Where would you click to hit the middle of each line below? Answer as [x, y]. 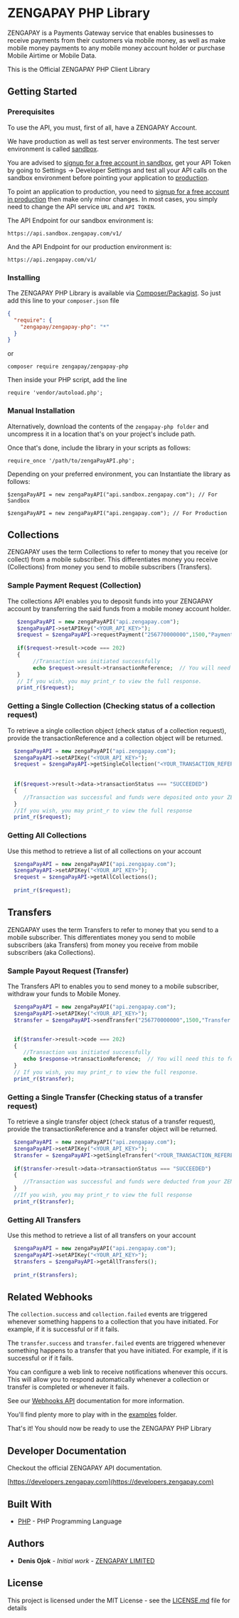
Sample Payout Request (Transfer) [68, 971]
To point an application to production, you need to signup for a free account [118, 191]
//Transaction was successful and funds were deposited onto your [123, 797]
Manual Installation [41, 411]
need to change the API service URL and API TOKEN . [82, 206]
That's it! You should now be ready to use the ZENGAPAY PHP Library [110, 1429]
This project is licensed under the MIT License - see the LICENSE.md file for [119, 1600]
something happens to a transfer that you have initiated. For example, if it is [118, 1350]
